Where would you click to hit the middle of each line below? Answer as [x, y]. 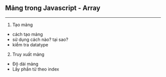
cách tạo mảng [27, 34]
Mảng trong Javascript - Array [53, 8]
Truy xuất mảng [28, 54]
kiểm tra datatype [30, 44]
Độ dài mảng [25, 64]
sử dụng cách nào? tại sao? [40, 39]
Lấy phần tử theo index [36, 69]
